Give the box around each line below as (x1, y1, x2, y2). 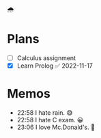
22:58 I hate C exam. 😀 (16, 116, 84, 124)
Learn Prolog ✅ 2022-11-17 (16, 61, 93, 70)
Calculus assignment (16, 53, 76, 62)
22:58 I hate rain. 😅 (16, 109, 73, 117)
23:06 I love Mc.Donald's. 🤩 (16, 123, 96, 131)
